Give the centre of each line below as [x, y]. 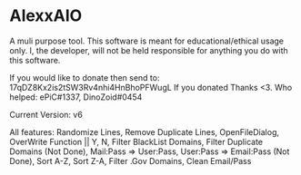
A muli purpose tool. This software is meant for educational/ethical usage [147, 41]
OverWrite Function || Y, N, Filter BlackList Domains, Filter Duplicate [136, 141]
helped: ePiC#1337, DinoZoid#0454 [76, 97]
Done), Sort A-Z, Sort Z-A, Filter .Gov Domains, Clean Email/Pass [130, 160]
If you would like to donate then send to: [85, 77]
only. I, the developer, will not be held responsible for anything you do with [149, 50]
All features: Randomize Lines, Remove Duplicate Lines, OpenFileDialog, [145, 131]
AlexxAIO [46, 16]
